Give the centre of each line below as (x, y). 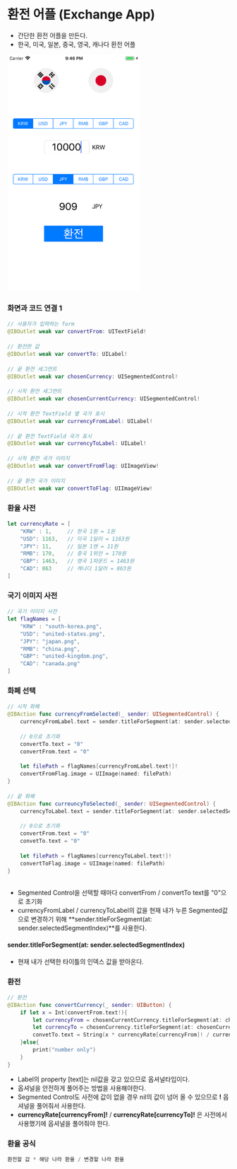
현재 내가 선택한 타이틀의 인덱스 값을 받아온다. (81, 961)
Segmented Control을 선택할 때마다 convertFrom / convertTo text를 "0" (119, 893)
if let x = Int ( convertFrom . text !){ (74, 1013)
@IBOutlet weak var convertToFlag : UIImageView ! (80, 488)
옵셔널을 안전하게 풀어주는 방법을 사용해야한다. (82, 1088)
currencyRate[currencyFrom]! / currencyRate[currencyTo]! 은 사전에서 (122, 1115)
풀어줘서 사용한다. (61, 1105)
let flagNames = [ (34, 619)
